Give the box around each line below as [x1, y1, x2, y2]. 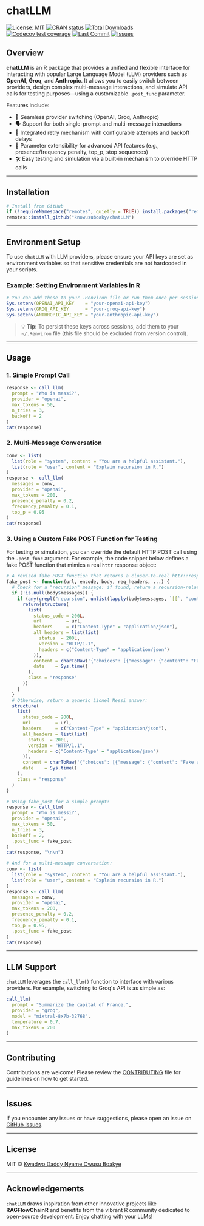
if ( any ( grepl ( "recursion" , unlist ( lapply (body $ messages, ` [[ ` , [17, 596, 183, 602]
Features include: [6, 101, 50, 109]
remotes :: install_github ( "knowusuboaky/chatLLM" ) [6, 214, 135, 220]
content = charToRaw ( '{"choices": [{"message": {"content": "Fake [22, 760, 194, 766]
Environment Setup [6, 237, 81, 247]
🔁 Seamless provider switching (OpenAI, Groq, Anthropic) [15, 113, 160, 120]
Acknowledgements [6, 1183, 84, 1194]
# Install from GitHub [6, 203, 64, 209]
